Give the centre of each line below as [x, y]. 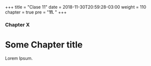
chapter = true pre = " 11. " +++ [36, 12]
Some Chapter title [44, 45]
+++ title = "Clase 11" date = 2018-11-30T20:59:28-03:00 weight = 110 [76, 7]
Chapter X [18, 25]
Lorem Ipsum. [19, 58]
